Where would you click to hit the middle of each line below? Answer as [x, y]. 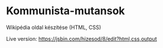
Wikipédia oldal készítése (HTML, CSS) [54, 27]
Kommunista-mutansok [66, 11]
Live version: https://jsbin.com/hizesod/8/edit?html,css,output [82, 39]
